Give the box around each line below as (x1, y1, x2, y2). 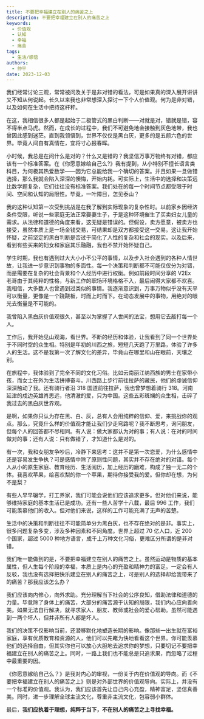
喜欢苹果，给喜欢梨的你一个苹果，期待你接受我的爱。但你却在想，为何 (22, 471, 198, 478)
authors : (6, 60, 29, 66)
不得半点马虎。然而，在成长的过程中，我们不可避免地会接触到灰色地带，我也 (6, 124, 198, 131)
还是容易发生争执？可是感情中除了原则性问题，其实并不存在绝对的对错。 (6, 456, 187, 463)
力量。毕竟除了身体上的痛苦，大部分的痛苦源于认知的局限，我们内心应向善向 (6, 599, 198, 606)
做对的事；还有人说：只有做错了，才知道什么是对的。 (6, 436, 140, 443)
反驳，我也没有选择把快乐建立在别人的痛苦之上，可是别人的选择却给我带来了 (6, 571, 198, 578)
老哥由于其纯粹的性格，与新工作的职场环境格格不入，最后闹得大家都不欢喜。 (6, 277, 198, 285)
